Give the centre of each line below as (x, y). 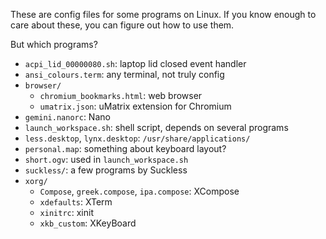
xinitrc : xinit (66, 212)
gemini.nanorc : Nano (67, 117)
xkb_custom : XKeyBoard (88, 223)
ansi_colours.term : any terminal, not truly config (124, 74)
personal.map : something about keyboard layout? (125, 148)
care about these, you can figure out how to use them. (122, 25)
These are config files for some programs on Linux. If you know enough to (163, 14)
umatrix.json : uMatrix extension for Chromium (135, 106)
